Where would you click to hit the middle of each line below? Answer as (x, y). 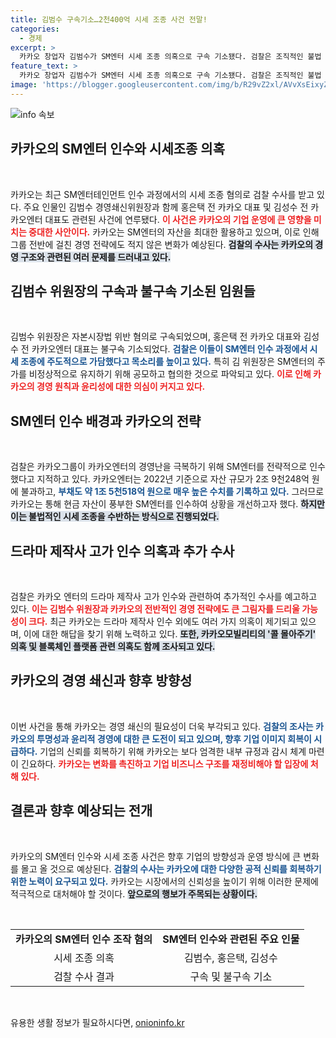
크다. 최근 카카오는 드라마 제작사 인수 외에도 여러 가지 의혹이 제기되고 (163, 621)
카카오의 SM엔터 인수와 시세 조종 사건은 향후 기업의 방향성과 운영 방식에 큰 (156, 856)
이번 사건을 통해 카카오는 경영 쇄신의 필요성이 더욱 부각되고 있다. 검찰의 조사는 (162, 726)
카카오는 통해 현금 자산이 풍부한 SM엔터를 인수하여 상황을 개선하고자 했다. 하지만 (167, 504)
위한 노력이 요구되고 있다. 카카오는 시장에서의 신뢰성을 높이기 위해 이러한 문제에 (164, 881)
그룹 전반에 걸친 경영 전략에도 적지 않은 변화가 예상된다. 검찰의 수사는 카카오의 (162, 244)
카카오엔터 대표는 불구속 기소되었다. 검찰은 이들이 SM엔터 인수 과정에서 (169, 349)
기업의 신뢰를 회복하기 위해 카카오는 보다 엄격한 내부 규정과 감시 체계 (173, 751)
